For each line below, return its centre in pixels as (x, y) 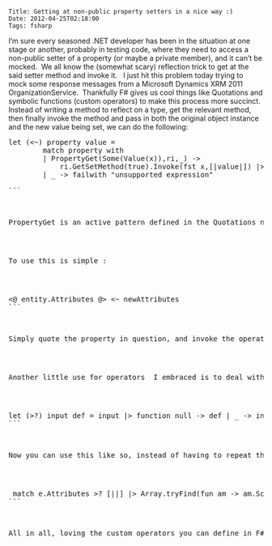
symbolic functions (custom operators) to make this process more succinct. (134, 101)
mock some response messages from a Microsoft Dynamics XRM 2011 (125, 84)
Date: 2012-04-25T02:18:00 (54, 19)
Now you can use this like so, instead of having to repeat (130, 455)
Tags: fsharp (30, 26)
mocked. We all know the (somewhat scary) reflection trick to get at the (129, 66)
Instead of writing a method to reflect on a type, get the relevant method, (130, 110)
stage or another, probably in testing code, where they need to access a (129, 49)
